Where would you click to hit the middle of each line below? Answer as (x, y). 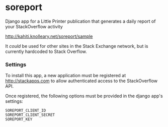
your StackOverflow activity (34, 26)
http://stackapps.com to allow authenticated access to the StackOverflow (81, 81)
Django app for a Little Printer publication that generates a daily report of (80, 21)
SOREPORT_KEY (19, 119)
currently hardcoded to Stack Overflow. (46, 51)
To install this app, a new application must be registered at (66, 76)
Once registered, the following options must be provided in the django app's (84, 96)
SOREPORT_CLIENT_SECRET (30, 115)
